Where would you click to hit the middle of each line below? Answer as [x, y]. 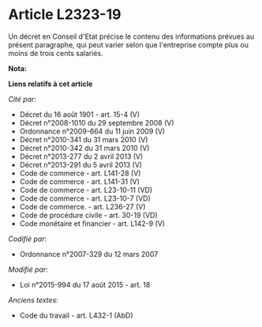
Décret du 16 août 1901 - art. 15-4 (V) [80, 114]
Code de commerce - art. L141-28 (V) [80, 173]
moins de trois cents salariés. [56, 53]
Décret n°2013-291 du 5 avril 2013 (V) [81, 164]
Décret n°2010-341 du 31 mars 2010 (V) [84, 139]
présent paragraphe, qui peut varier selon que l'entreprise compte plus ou [129, 44]
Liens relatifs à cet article [51, 84]
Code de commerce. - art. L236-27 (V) [82, 206]
